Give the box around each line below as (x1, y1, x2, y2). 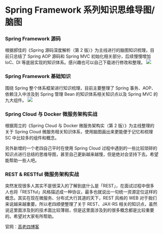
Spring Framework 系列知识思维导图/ (5, 4, 155, 16)
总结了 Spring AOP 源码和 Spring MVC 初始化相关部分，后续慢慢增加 (13, 53, 151, 59)
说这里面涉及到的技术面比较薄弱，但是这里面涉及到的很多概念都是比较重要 (5, 207, 154, 213)
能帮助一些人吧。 (5, 157, 39, 164)
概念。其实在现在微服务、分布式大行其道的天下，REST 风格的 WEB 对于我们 (5, 195, 157, 201)
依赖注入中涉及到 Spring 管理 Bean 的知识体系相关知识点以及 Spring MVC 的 (5, 91, 158, 97)
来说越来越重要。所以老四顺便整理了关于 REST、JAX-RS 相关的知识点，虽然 (5, 201, 158, 207)
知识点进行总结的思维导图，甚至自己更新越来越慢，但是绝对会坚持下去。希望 (5, 151, 159, 157)
